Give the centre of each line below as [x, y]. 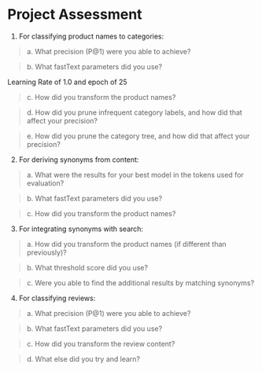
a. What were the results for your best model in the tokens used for [135, 174]
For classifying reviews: [57, 298]
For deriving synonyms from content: [79, 160]
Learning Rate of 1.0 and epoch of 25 [67, 82]
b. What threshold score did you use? [87, 267]
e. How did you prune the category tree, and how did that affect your [138, 136]
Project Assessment [75, 15]
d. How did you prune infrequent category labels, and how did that [135, 112]
